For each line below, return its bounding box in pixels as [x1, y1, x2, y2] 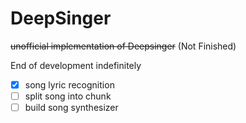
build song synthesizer [24, 102, 119, 114]
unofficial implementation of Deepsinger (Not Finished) [10, 40, 237, 52]
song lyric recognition [24, 78, 115, 91]
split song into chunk [24, 90, 112, 102]
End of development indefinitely [10, 59, 142, 71]
